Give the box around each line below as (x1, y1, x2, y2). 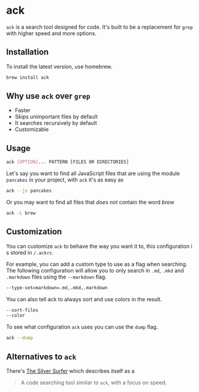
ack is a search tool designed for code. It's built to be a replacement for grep (6, 23, 193, 30)
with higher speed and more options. (6, 29, 97, 36)
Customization (6, 226, 63, 237)
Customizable (14, 126, 49, 133)
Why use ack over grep (6, 91, 91, 102)
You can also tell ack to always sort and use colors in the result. (6, 295, 162, 302)
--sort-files (6, 307, 39, 313)
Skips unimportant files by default (14, 113, 98, 120)
